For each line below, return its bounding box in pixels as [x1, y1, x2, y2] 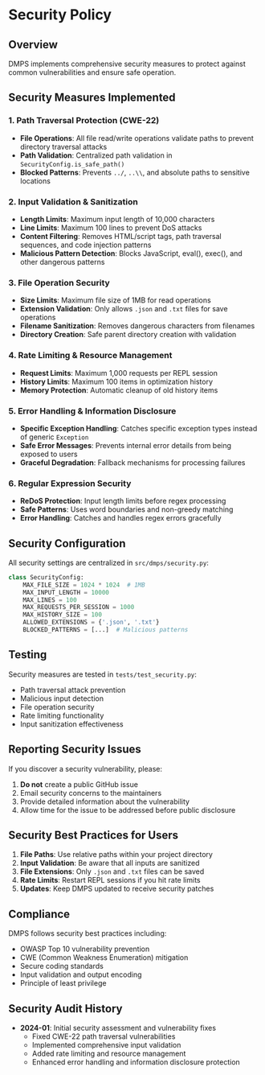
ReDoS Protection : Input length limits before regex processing [19, 496, 226, 506]
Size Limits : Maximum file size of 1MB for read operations [19, 295, 211, 305]
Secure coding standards [19, 962, 104, 971]
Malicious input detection [19, 694, 104, 703]
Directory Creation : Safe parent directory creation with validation [19, 330, 237, 340]
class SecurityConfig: [8, 573, 84, 581]
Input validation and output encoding [19, 970, 142, 979]
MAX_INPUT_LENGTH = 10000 [22, 588, 110, 596]
